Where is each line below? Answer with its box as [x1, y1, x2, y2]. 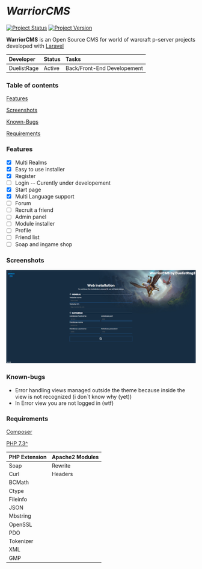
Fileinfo [8, 495, 28, 503]
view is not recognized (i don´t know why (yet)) [14, 393, 132, 400]
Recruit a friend [14, 206, 54, 214]
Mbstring [8, 512, 31, 520]
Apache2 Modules [52, 453, 99, 460]
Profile [14, 227, 32, 234]
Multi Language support [14, 193, 75, 200]
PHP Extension [8, 453, 47, 460]
